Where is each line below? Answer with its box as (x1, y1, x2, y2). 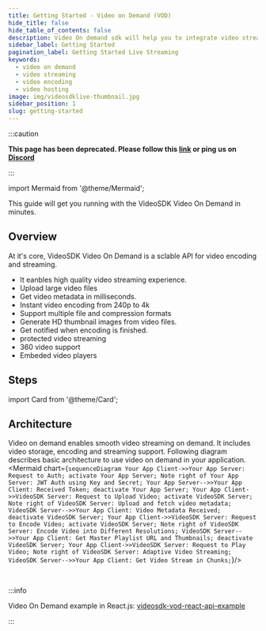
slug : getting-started (8, 108, 83, 116)
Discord (8, 153, 35, 162)
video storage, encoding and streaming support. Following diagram (8, 447, 227, 456)
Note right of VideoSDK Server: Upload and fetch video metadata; (8, 500, 232, 507)
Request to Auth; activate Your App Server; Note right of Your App (8, 472, 239, 480)
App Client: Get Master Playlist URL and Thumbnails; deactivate (32, 534, 253, 542)
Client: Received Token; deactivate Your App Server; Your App (8, 486, 222, 494)
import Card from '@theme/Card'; (8, 394, 119, 404)
